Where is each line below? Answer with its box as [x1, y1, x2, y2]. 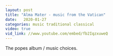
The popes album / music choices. [5, 45, 78, 51]
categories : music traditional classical [5, 21, 95, 27]
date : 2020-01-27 [5, 17, 47, 22]
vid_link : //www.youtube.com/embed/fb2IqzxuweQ [5, 31, 108, 36]
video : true [5, 26, 31, 32]
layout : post [5, 7, 33, 13]
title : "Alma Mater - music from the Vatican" [5, 12, 106, 17]
